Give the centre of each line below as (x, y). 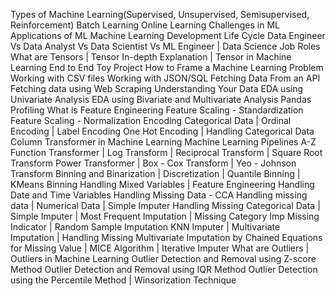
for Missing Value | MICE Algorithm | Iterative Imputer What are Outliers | (160, 248)
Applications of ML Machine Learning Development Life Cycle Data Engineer (168, 35)
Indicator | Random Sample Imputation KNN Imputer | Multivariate (145, 227)
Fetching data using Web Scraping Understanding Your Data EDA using (157, 88)
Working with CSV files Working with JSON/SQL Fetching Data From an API (165, 78)
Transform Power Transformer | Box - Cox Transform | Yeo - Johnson (153, 163)
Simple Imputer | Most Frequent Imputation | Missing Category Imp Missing (165, 216)
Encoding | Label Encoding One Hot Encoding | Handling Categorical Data (162, 131)
